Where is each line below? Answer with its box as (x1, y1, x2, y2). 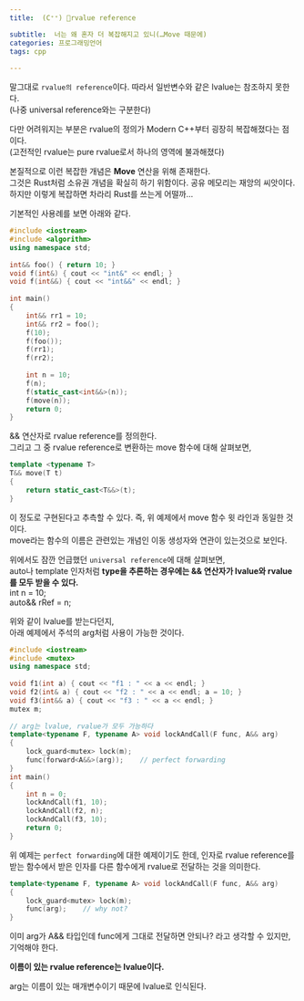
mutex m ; (9, 704, 43, 714)
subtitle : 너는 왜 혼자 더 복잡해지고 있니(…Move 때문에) (9, 29, 208, 39)
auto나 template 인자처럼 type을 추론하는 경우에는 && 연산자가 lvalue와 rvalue (9, 565, 293, 576)
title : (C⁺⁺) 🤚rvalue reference (9, 13, 137, 23)
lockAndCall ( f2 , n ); (25, 807, 104, 816)
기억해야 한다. (9, 942, 59, 954)
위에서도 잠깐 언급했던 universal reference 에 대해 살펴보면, (9, 554, 226, 565)
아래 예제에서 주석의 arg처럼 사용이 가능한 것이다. (9, 627, 185, 638)
